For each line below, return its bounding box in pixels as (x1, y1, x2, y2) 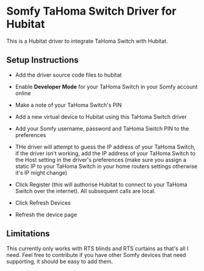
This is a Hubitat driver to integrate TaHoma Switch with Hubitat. (6, 37, 168, 44)
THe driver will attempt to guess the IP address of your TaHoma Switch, (15, 143, 195, 150)
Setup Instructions (6, 55, 79, 65)
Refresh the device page (15, 211, 78, 218)
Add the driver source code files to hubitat (15, 71, 122, 79)
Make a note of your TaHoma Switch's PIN (15, 101, 122, 108)
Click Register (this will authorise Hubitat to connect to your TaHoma (15, 181, 188, 188)
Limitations (6, 228, 50, 239)
